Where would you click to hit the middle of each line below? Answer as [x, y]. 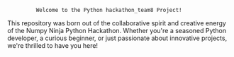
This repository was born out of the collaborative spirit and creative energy [117, 23]
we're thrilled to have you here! [52, 45]
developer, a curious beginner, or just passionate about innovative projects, [117, 38]
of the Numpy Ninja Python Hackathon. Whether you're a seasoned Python [117, 31]
